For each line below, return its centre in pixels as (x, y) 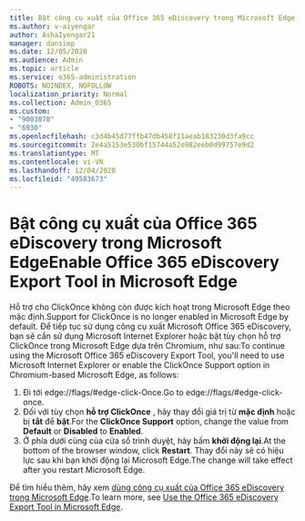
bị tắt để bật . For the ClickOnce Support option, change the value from (156, 422)
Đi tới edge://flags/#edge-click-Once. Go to (103, 393)
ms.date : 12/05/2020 (49, 52)
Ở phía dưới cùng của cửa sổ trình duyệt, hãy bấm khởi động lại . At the (154, 441)
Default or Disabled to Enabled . (83, 431)
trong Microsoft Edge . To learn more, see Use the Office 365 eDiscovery (144, 497)
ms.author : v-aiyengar (52, 26)
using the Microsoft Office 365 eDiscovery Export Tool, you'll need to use (147, 355)
